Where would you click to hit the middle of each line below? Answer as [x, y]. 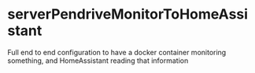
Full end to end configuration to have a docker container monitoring [117, 52]
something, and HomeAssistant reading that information [98, 61]
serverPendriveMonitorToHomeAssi [128, 14]
